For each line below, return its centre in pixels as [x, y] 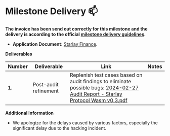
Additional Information [30, 113]
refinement [46, 91]
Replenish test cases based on [106, 75]
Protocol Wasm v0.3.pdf [99, 100]
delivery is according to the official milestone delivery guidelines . [75, 34]
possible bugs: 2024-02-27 [104, 87]
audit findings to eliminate [101, 81]
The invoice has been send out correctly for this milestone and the [76, 29]
